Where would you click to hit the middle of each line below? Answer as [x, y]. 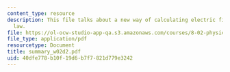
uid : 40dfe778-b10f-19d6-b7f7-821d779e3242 [70, 58]
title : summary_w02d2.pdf [44, 52]
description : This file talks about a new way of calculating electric [111, 20]
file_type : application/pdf [47, 39]
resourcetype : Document [41, 45]
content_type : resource [41, 13]
